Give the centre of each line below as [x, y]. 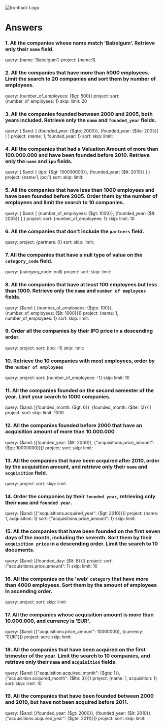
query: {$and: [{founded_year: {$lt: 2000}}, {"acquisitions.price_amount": [80, 442]
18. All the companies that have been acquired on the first [75, 650]
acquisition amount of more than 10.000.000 [60, 431]
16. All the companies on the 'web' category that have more [77, 579]
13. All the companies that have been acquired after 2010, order [82, 461]
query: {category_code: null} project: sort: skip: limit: [58, 272]
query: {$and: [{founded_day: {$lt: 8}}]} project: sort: [59, 560]
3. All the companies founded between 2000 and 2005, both [79, 114]
